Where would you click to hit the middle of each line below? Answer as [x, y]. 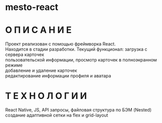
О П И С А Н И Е [38, 30]
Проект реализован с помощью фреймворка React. [61, 44]
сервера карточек [25, 54]
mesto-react [32, 7]
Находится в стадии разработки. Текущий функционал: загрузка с [76, 49]
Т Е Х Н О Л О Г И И [46, 96]
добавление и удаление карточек [41, 70]
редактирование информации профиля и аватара [58, 76]
